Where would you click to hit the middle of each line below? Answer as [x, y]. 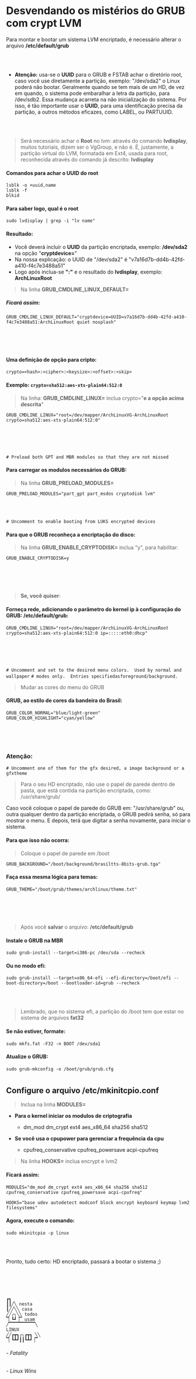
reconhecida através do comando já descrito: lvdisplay [87, 159]
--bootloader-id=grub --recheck [101, 983]
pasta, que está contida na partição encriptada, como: [86, 791]
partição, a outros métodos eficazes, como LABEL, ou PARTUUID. [94, 112]
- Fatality [17, 1353]
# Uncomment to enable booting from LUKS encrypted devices [81, 521]
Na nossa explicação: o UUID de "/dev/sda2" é [71, 259]
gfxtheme [17, 774]
